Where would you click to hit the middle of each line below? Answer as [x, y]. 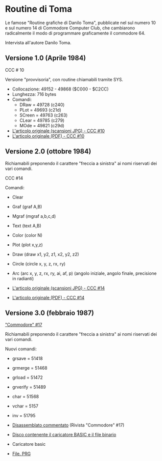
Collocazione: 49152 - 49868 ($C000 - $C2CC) [60, 89]
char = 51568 [25, 397]
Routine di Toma [39, 9]
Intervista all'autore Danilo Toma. [38, 42]
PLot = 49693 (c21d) [40, 110]
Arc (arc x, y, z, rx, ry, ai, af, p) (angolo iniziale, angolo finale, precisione [84, 273]
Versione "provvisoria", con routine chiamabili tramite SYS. [64, 79]
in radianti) [23, 278]
